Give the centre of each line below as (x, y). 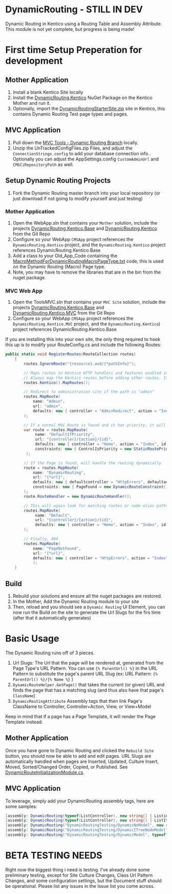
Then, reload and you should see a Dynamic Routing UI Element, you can (89, 607)
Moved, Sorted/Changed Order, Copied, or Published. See (67, 767)
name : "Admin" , (49, 402)
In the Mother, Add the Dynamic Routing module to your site (76, 601)
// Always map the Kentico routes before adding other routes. (92, 378)
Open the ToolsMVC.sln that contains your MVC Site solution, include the (89, 302)
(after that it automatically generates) (52, 617)
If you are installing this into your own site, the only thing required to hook (83, 339)
